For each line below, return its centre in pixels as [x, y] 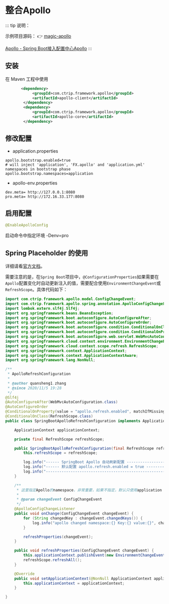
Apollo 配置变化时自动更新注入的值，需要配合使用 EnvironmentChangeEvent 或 [83, 283]
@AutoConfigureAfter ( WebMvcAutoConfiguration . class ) [62, 402]
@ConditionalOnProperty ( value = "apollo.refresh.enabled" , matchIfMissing [85, 412]
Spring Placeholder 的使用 [47, 253]
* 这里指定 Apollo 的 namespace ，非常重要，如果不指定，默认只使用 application [89, 490]
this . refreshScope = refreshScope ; [61, 453]
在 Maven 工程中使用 [27, 79]
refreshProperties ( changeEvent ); [58, 537]
